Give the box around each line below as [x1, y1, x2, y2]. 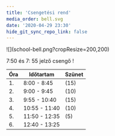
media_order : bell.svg [6, 16, 63, 22]
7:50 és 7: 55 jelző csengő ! [6, 58, 74, 65]
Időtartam [29, 71, 55, 78]
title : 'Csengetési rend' [6, 10, 71, 16]
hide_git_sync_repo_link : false [6, 29, 87, 35]
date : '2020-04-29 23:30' [6, 22, 71, 28]
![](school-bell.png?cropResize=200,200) [6, 46, 110, 53]
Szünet [65, 71, 84, 78]
